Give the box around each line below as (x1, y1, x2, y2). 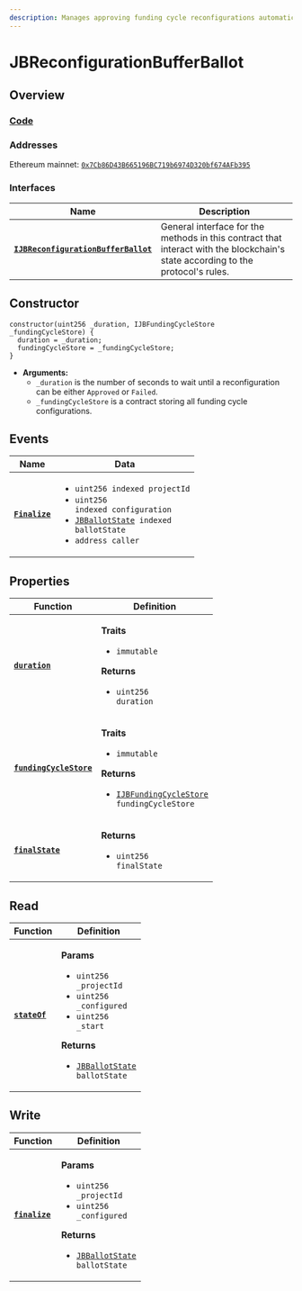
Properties (9, 573, 70, 589)
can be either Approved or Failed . (35, 386, 159, 397)
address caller (75, 536, 140, 546)
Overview (9, 87, 66, 104)
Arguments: (22, 366, 69, 378)
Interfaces (9, 182, 56, 194)
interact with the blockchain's (160, 242, 286, 255)
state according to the (160, 254, 253, 266)
